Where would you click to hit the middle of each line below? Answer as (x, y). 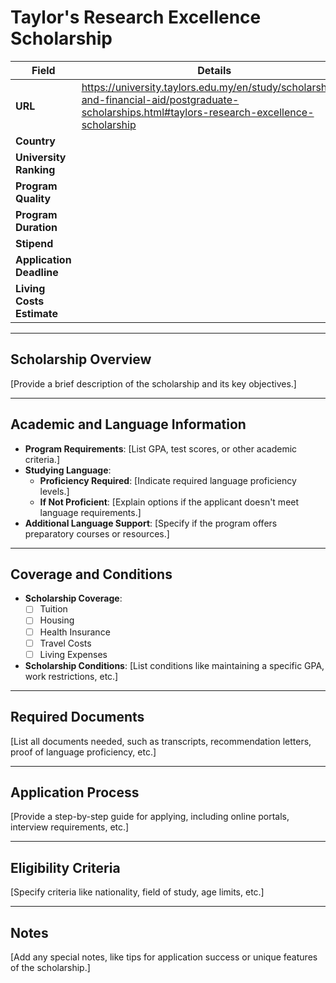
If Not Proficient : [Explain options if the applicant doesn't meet (169, 502)
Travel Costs (65, 643)
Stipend (34, 243)
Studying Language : (68, 470)
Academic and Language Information (128, 424)
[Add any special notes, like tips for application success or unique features (164, 957)
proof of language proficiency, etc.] (83, 752)
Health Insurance (75, 632)
